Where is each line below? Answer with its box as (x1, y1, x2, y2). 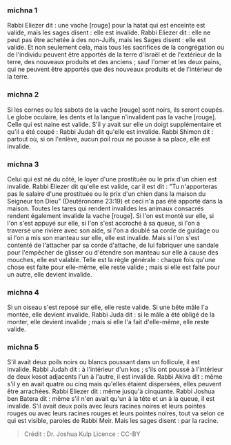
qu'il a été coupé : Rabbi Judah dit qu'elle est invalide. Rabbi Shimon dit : (7, 127, 214, 136)
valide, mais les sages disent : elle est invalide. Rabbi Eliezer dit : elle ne (7, 28, 211, 37)
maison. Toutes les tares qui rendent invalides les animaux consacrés (7, 204, 205, 212)
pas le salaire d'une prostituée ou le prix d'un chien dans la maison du (7, 189, 206, 198)
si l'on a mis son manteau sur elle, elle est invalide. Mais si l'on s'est (7, 233, 200, 241)
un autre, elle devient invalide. (7, 270, 92, 278)
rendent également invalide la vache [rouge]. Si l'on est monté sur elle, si (7, 211, 214, 219)
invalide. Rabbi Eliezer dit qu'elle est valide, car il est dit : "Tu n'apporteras (7, 182, 218, 190)
